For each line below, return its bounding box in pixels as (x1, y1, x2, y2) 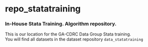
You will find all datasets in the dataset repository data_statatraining (5, 36, 144, 42)
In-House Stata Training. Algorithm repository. (5, 21, 117, 27)
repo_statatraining (5, 3, 81, 14)
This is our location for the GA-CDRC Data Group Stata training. (5, 31, 132, 37)
